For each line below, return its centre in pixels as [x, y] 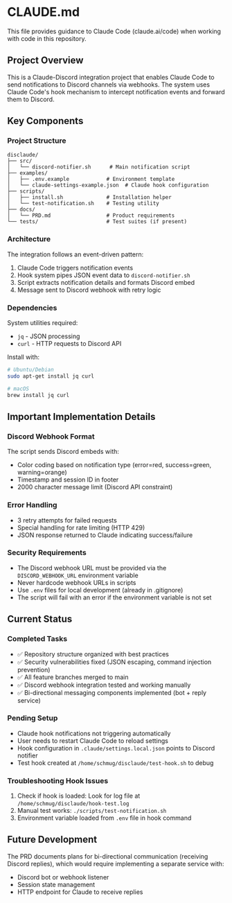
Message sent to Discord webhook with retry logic [89, 290]
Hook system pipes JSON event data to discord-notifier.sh [104, 275]
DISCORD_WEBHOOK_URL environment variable [78, 575]
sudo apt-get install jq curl [51, 376]
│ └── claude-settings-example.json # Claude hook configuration [108, 185]
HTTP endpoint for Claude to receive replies [80, 892]
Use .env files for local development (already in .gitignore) [100, 590]
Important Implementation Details [81, 417]
